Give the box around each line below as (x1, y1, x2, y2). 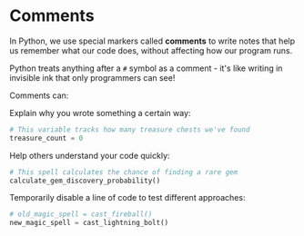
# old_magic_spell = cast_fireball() (9, 210, 153, 219)
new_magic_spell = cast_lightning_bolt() (9, 219, 169, 228)
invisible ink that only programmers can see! (9, 72, 176, 83)
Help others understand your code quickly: (9, 150, 170, 161)
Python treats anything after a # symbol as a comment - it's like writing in (9, 63, 283, 74)
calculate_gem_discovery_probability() (9, 176, 161, 185)
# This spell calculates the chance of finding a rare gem (9, 167, 238, 177)
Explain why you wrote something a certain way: (9, 107, 191, 118)
